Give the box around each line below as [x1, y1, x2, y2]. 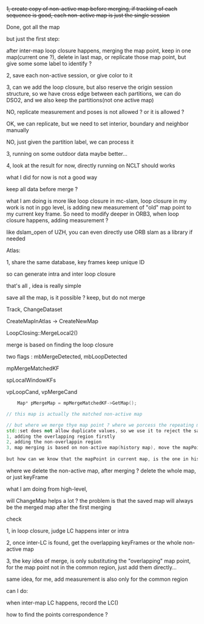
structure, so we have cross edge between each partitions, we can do [6, 90, 181, 97]
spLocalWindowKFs [6, 377, 56, 384]
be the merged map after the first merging [6, 503, 112, 511]
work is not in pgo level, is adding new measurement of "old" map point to [6, 204, 192, 211]
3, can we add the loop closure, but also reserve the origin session [6, 83, 173, 91]
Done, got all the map [6, 24, 60, 30]
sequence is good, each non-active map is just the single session [6, 12, 170, 19]
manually [6, 127, 29, 133]
